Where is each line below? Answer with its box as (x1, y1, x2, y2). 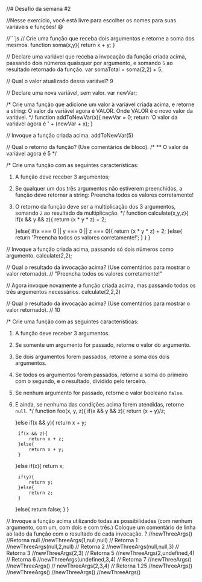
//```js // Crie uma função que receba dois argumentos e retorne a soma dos (6, 35, 195, 42)
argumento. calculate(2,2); (6, 252, 72, 259)
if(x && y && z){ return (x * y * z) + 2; (14, 216, 107, 223)
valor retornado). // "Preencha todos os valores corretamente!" (6, 270, 163, 277)
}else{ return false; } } (14, 506, 69, 513)
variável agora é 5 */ (6, 150, 57, 157)
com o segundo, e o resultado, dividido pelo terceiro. (14, 378, 147, 385)
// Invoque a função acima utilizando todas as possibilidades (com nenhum (6, 517, 192, 524)
